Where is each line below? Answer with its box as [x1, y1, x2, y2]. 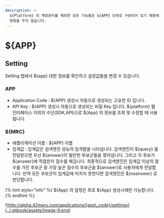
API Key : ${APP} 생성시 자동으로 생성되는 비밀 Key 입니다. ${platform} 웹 [12, 103, 156, 109]
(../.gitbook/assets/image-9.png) [5, 207, 71, 213]
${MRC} [5, 128, 25, 135]
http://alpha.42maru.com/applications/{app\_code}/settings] [8, 202, 130, 208]
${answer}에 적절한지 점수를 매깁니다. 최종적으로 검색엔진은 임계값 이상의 [12, 158, 154, 164]
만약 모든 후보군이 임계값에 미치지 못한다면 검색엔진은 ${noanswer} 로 [23, 170, 158, 176]
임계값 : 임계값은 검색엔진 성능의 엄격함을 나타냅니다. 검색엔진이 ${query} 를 [12, 146, 159, 152]
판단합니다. [12, 176, 34, 182]
